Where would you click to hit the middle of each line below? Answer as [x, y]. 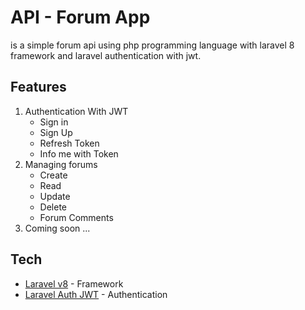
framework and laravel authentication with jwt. [106, 55]
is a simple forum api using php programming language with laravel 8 [152, 45]
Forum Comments [76, 217]
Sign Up [56, 132]
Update [55, 196]
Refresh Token [69, 143]
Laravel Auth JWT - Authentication [96, 294]
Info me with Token [79, 153]
